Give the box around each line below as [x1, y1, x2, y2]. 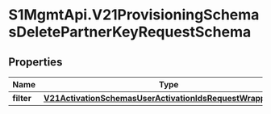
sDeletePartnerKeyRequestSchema [8, 23, 252, 41]
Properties [8, 55, 63, 69]
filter [12, 93, 32, 103]
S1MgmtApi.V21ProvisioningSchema [8, 6, 260, 24]
